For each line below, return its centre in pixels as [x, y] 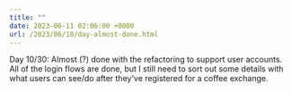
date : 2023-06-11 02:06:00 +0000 [72, 26]
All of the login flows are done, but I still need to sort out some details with [146, 69]
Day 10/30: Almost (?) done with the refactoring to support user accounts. [146, 60]
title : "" [28, 17]
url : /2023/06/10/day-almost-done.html [84, 34]
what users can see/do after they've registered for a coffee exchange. [139, 79]
